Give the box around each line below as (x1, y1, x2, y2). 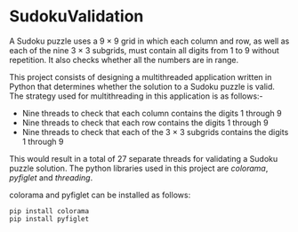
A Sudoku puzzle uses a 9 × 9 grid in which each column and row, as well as (9, 36, 290, 46)
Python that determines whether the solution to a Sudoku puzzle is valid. (9, 81, 276, 92)
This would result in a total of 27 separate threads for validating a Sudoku (9, 153, 278, 164)
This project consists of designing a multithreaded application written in (9, 71, 272, 82)
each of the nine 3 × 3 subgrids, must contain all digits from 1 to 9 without (9, 44, 280, 55)
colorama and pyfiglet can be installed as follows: (9, 189, 191, 200)
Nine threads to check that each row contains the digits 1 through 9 (21, 117, 269, 128)
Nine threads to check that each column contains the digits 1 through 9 (21, 108, 282, 118)
